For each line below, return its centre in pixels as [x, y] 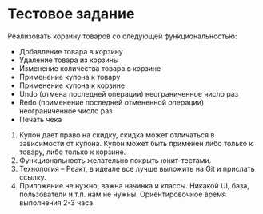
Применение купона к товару [70, 77]
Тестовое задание [71, 14]
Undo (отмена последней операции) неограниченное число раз [129, 93]
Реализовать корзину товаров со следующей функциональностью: [122, 36]
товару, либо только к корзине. [72, 152]
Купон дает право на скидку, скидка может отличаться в [117, 135]
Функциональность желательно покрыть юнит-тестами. [115, 160]
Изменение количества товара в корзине [90, 68]
